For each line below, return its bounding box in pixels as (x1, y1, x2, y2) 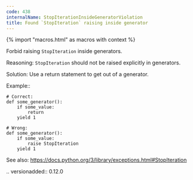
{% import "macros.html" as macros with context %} (6, 36, 136, 44)
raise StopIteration (27, 141, 79, 147)
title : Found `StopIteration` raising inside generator (6, 20, 148, 26)
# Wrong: (6, 125, 28, 131)
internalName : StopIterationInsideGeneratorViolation (6, 14, 143, 20)
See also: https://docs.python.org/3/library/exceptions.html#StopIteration (6, 156, 187, 164)
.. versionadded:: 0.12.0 (6, 168, 64, 175)
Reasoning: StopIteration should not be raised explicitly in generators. (6, 59, 181, 66)
